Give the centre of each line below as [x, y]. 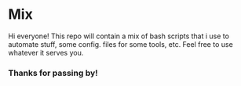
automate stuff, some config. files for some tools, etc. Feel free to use [120, 44]
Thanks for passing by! [53, 73]
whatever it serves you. [46, 52]
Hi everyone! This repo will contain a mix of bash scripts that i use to [119, 36]
